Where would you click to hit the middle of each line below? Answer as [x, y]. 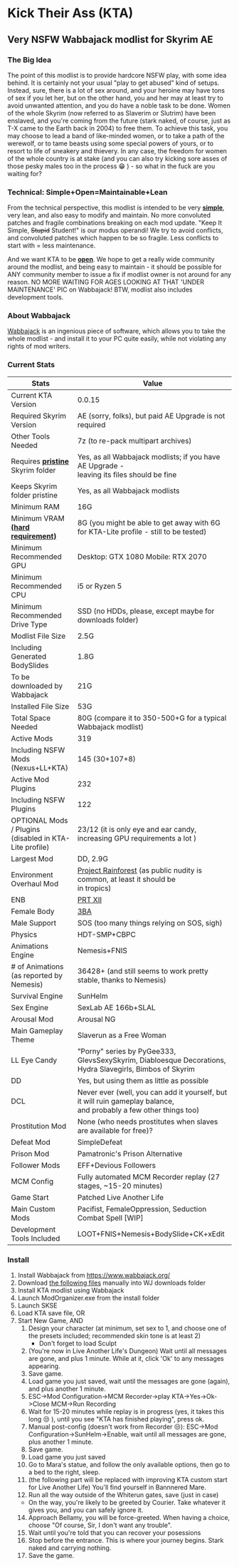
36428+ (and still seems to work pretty [143, 971]
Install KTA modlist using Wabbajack [71, 1290]
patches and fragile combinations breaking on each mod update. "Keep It [115, 223]
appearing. [44, 1366]
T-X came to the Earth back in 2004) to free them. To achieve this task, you [118, 128]
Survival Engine [37, 996]
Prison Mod [30, 1154]
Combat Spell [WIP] [110, 1218]
